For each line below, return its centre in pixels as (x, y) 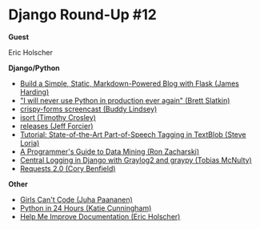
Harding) (34, 92)
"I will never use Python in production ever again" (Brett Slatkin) (125, 100)
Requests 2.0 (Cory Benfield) (68, 168)
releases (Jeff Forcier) (56, 126)
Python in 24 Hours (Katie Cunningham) (86, 208)
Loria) (30, 143)
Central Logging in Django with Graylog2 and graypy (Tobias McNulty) (136, 160)
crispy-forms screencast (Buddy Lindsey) (88, 109)
